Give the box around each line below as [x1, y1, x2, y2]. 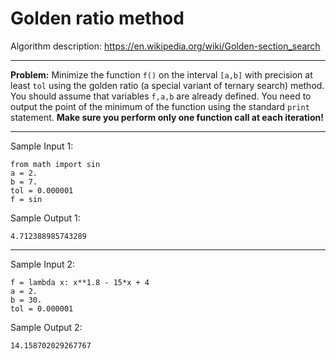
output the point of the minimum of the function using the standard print [10, 100, 310, 112]
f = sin [10, 194, 43, 204]
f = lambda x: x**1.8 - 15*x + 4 [10, 277, 150, 287]
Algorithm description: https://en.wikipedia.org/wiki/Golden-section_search [10, 40, 321, 52]
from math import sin [10, 159, 101, 169]
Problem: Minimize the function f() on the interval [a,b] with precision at [10, 68, 313, 81]
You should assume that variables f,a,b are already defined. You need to [10, 90, 312, 102]
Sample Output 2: [10, 321, 83, 333]
